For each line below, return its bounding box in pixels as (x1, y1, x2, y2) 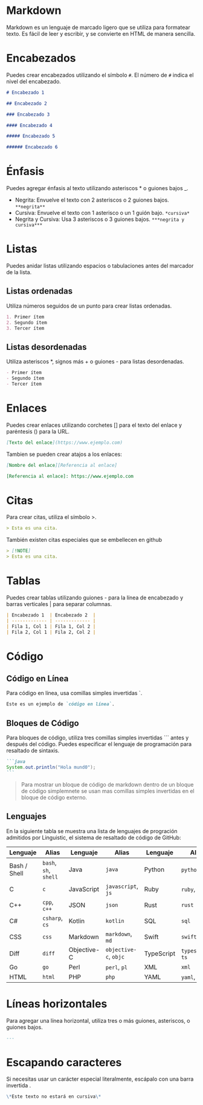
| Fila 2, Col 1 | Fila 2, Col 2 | (6, 629, 96, 635)
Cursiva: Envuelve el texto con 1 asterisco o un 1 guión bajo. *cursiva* (14, 209, 190, 217)
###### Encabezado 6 (6, 144, 59, 150)
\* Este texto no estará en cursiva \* (6, 1093, 101, 1100)
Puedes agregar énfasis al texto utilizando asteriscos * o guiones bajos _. (6, 185, 188, 192)
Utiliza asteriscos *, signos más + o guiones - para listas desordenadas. (6, 358, 184, 365)
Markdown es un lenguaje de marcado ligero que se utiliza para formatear (6, 24, 190, 31)
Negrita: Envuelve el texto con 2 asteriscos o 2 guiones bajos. (14, 196, 169, 203)
